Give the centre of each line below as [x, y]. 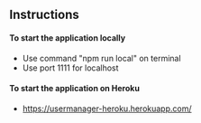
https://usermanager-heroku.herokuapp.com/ [107, 109]
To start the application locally [68, 38]
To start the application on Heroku [74, 89]
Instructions [44, 15]
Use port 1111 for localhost [70, 68]
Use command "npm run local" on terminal [102, 58]
